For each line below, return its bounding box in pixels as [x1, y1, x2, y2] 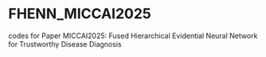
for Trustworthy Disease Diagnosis [8, 39, 122, 48]
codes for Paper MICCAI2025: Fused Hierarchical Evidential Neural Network [8, 31, 258, 40]
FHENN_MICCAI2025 [8, 5, 151, 23]
